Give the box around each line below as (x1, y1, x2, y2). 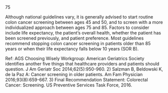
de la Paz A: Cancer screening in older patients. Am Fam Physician (5, 71, 143, 77)
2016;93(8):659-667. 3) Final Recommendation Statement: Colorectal (5, 77, 148, 82)
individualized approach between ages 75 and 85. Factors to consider (5, 24, 149, 30)
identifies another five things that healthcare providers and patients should (5, 61, 159, 66)
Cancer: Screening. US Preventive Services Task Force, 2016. (5, 82, 132, 88)
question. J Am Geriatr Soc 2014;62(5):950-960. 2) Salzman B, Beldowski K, (5, 66, 163, 72)
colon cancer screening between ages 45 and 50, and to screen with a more (5, 19, 163, 25)
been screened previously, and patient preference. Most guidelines (5, 35, 144, 41)
